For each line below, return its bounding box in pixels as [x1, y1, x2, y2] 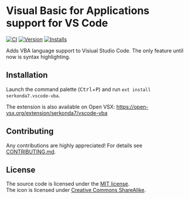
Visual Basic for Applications [6, 4, 150, 18]
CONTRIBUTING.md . [6, 148, 56, 155]
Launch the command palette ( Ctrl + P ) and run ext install [6, 86, 151, 93]
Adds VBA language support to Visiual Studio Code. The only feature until [6, 47, 184, 54]
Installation [6, 70, 48, 80]
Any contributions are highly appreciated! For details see [6, 142, 143, 149]
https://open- [116, 103, 149, 110]
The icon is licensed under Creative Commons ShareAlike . [6, 187, 146, 194]
